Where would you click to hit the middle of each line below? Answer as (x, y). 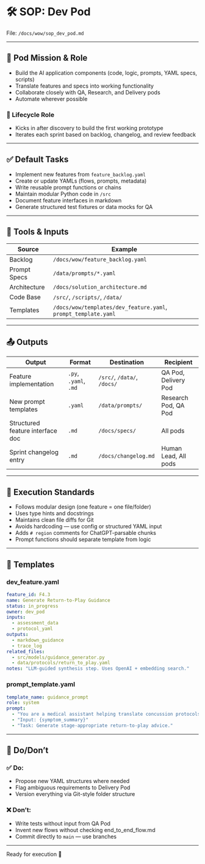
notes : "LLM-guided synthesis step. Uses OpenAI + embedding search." (98, 669)
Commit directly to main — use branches (66, 836)
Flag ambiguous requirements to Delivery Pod (73, 787)
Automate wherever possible (51, 99)
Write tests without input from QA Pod (63, 823)
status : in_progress (33, 606)
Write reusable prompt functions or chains (68, 187)
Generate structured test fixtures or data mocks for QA (84, 207)
